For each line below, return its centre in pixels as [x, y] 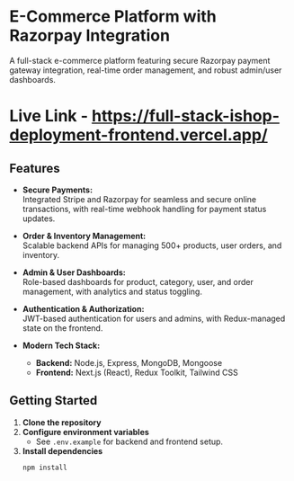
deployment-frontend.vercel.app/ [138, 135]
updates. [39, 218]
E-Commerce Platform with [113, 17]
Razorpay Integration [90, 36]
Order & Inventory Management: [84, 236]
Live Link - [49, 116]
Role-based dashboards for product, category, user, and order [138, 281]
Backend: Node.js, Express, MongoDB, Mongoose [129, 362]
